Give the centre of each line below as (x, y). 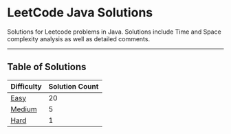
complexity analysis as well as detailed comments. (78, 38)
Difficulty (26, 86)
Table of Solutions (47, 67)
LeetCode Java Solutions (80, 13)
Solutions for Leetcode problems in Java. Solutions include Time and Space (114, 32)
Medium (24, 109)
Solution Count (74, 86)
